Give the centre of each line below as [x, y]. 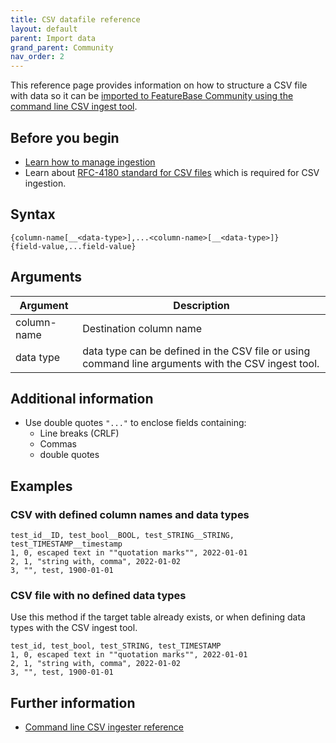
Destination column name [142, 328]
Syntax [33, 214]
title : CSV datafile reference [75, 19]
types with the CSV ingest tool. [74, 628]
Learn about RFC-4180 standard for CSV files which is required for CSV [172, 172]
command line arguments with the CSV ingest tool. [201, 363]
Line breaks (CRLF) [79, 433]
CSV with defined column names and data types [130, 514]
